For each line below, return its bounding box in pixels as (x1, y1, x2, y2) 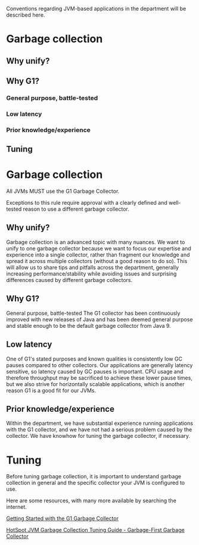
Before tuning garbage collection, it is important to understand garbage (6, 473, 182, 480)
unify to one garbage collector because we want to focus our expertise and (6, 245, 192, 252)
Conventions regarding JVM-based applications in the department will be (6, 5, 186, 12)
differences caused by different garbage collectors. (6, 276, 133, 283)
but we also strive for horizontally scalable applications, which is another (6, 380, 185, 387)
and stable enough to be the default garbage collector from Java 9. (6, 322, 171, 329)
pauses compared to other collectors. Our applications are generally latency (6, 361, 193, 368)
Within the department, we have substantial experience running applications (6, 419, 194, 427)
